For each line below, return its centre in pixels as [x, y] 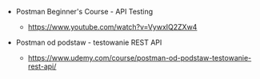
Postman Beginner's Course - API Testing [84, 12]
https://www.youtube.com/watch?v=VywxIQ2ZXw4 [112, 27]
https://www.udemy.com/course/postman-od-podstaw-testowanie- [140, 58]
